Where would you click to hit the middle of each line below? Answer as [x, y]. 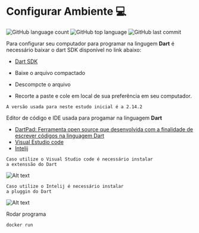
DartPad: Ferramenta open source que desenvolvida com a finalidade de [104, 129]
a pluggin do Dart [29, 191]
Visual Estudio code [39, 142]
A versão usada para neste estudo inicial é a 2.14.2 [74, 107]
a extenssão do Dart [32, 164]
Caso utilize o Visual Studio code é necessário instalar [80, 159]
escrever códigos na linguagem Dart [59, 136]
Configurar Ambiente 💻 [66, 12]
